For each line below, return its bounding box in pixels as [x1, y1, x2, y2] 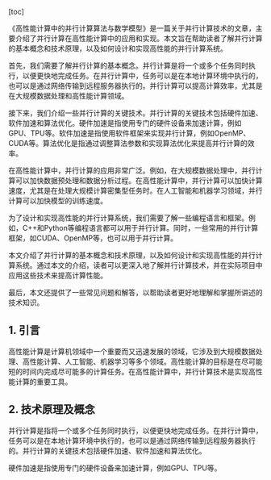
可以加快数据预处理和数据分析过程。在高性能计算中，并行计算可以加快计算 [15, 176, 263, 185]
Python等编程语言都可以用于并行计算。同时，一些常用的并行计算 [44, 223, 259, 232]
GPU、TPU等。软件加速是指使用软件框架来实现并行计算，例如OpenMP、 [8, 128, 251, 138]
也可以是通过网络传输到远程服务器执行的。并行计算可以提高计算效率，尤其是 [8, 81, 263, 90]
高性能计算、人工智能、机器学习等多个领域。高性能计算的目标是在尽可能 [22, 357, 263, 366]
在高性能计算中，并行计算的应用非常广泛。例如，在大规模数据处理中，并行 [8, 165, 256, 175]
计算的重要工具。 [15, 377, 73, 386]
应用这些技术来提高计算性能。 [8, 270, 107, 280]
